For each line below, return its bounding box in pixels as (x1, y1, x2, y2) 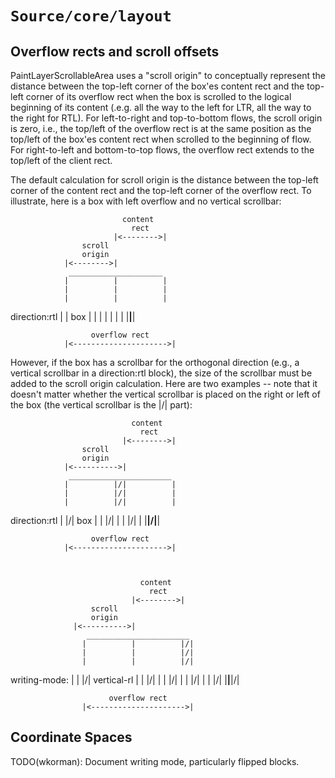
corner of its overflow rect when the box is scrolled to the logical (25, 91, 292, 102)
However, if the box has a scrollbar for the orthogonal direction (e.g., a (10, 357, 300, 368)
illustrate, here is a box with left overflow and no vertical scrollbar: (10, 195, 282, 207)
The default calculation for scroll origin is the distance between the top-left (10, 174, 319, 186)
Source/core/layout (10, 7, 172, 26)
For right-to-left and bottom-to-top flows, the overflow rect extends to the (10, 144, 315, 156)
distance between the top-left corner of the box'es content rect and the (10, 80, 305, 92)
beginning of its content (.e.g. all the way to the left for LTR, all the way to (10, 102, 312, 113)
